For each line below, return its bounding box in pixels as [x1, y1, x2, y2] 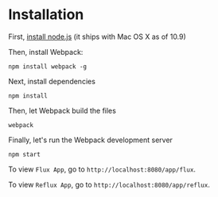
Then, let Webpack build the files [8, 106, 117, 115]
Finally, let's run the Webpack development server [8, 135, 173, 145]
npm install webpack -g [8, 62, 88, 71]
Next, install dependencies [8, 76, 95, 86]
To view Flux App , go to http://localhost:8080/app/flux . [8, 164, 197, 174]
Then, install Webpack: [8, 47, 84, 56]
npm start [8, 150, 41, 158]
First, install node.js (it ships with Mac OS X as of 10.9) [8, 32, 187, 41]
